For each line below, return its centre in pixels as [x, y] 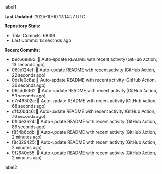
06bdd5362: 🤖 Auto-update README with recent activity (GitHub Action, [84, 90]
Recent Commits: [22, 50]
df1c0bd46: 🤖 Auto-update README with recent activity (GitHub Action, [83, 111]
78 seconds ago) [28, 116]
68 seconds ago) [28, 106]
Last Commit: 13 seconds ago [41, 40]
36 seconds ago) [28, 85]
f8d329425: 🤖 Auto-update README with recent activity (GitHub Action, [84, 142]
